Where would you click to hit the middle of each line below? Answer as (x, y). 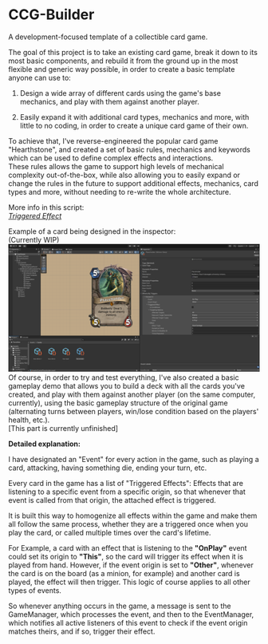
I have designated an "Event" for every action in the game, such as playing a (134, 459)
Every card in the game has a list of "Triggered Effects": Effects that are (126, 483)
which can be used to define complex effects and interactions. (111, 158)
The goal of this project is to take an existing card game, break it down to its (133, 52)
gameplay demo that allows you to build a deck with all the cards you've (127, 385)
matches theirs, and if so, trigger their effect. (82, 631)
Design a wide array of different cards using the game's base (120, 93)
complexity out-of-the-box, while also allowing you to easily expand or (124, 175)
